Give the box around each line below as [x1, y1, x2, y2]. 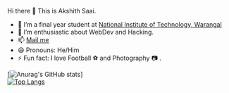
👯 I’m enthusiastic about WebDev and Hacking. [17, 28, 154, 36]
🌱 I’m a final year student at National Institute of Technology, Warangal [17, 20, 222, 28]
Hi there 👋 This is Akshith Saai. [7, 7, 97, 15]
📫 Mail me [17, 36, 49, 44]
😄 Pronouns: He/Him [17, 46, 80, 54]
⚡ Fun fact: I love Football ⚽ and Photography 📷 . [17, 54, 162, 62]
